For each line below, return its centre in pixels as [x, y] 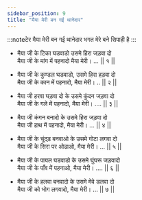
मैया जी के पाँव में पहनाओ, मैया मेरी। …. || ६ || [68, 168]
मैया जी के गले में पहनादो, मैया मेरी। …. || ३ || [68, 103]
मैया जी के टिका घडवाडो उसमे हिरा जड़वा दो [64, 53]
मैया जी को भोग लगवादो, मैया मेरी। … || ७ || [66, 189]
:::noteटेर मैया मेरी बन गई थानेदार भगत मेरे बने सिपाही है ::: [72, 39]
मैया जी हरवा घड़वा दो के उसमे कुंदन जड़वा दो [66, 96]
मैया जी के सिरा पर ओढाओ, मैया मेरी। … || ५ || [69, 146]
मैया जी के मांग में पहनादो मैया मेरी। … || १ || [66, 61]
